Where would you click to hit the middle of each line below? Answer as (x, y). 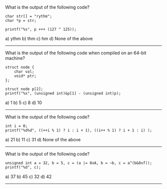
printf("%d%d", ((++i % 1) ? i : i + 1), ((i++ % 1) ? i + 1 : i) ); (79, 130)
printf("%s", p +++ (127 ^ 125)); (41, 29)
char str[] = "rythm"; (29, 16)
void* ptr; (25, 76)
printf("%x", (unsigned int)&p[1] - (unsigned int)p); (63, 94)
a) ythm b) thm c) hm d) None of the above (49, 39)
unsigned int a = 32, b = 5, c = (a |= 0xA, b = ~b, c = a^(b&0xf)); (79, 163)
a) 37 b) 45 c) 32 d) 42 (29, 177)
